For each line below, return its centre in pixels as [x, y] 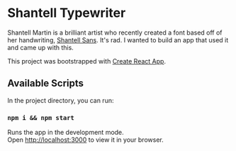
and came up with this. [41, 47]
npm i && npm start [41, 117]
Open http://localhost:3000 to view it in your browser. [86, 140]
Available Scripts [45, 84]
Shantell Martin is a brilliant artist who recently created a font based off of [115, 32]
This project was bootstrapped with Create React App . [87, 61]
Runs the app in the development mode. [66, 133]
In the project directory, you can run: [61, 100]
